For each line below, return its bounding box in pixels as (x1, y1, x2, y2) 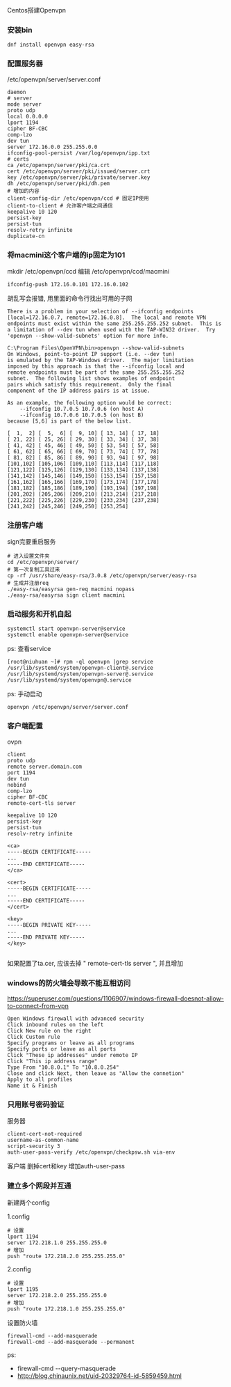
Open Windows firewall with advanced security (7, 1015, 144, 1022)
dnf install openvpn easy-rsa (7, 41, 95, 49)
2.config (7, 1264, 31, 1273)
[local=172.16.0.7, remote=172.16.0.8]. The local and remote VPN (7, 314, 207, 321)
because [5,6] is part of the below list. (7, 417, 132, 425)
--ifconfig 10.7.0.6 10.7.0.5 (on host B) (19, 412, 144, 418)
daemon (7, 88, 26, 95)
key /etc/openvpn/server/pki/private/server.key (7, 173, 151, 181)
